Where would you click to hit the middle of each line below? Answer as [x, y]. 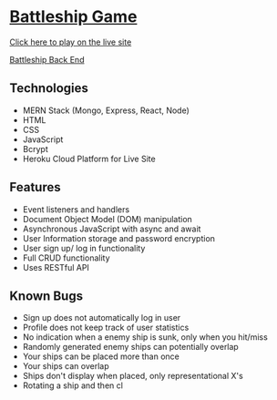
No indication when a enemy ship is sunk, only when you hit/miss [145, 337]
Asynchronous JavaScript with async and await [112, 229]
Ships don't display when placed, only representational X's [133, 376]
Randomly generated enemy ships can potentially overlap [130, 347]
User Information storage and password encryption [119, 238]
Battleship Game [73, 17]
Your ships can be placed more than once [101, 356]
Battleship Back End [47, 59]
